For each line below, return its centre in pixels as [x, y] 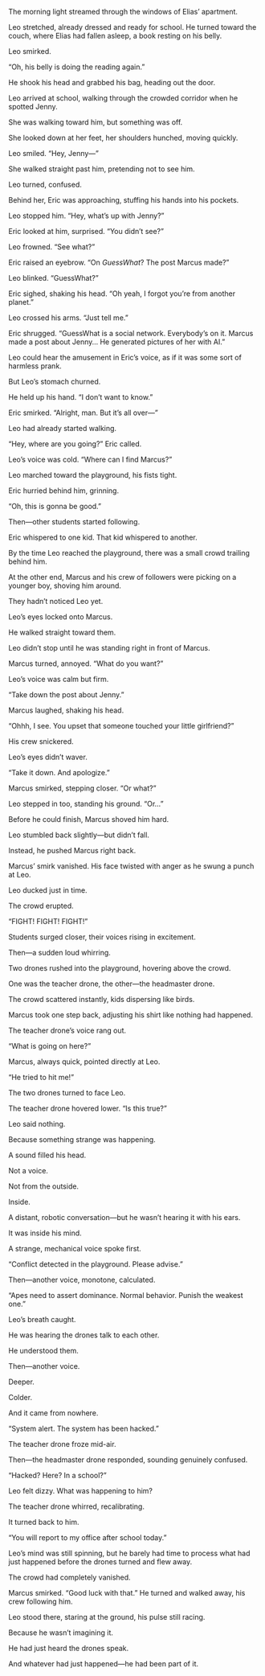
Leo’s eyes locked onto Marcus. [61, 617]
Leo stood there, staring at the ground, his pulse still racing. [107, 1617]
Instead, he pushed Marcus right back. [72, 850]
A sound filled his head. [47, 1155]
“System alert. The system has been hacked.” [84, 1428]
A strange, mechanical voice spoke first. [75, 1249]
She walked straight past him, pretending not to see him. [102, 169]
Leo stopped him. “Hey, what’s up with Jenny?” [86, 216]
